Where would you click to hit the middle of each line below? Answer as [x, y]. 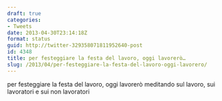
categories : [24, 20]
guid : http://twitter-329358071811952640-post [75, 45]
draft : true [24, 13]
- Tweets [20, 26]
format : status [29, 39]
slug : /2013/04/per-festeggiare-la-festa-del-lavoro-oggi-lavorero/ [107, 65]
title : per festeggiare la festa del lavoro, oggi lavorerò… [97, 58]
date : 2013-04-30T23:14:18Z [47, 33]
